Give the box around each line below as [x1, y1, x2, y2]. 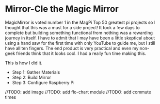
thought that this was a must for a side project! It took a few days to [5, 24, 140, 30]
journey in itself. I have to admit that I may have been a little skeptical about [5, 35, 155, 41]
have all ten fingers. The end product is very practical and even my [5, 45, 139, 51]
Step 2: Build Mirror [12, 74, 51, 80]
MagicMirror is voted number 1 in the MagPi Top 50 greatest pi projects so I [5, 19, 156, 25]
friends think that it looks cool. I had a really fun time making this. [16, 50, 146, 56]
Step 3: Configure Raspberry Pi [12, 79, 75, 86]
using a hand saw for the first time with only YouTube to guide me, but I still [5, 40, 155, 46]
